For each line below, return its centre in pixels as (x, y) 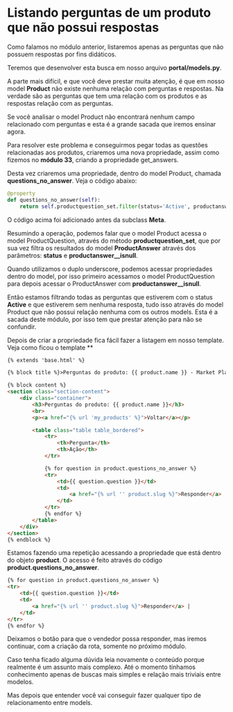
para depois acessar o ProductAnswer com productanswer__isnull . (104, 284)
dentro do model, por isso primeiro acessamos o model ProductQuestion (111, 276)
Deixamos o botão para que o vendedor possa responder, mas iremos (107, 639)
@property (21, 193)
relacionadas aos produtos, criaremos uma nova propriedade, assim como (113, 152)
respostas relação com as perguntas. (60, 103)
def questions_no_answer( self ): (54, 200)
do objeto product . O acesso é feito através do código (85, 560)
